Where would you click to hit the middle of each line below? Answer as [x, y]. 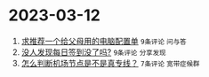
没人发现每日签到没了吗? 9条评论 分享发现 [93, 52]
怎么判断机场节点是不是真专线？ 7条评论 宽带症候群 [110, 63]
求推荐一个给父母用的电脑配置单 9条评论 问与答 [104, 41]
